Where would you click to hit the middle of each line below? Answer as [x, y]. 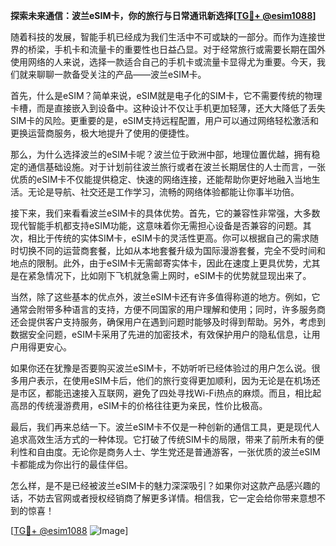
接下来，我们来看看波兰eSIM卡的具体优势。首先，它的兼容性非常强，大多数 [165, 213]
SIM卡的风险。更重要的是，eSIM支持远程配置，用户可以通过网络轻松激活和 [164, 120]
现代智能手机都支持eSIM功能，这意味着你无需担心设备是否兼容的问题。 [156, 225]
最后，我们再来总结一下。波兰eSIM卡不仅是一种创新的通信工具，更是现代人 [165, 427]
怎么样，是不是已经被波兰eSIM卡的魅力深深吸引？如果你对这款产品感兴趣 [161, 485]
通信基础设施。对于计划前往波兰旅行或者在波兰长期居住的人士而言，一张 [176, 167]
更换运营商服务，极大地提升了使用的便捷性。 [102, 133]
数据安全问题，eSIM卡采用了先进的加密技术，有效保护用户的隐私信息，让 [161, 334]
